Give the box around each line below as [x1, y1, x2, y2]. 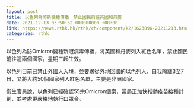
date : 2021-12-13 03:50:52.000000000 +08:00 [6, 20, 118, 26]
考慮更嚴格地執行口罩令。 [21, 96, 84, 103]
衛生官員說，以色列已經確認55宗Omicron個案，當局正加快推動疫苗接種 [6, 88, 179, 95]
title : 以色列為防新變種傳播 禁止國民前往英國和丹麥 [6, 14, 122, 20]
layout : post [6, 8, 39, 15]
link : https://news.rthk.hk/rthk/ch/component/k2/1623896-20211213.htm [6, 25, 187, 31]
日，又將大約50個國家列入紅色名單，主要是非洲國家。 [6, 75, 138, 82]
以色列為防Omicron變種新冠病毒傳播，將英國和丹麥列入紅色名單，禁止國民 [6, 48, 189, 55]
